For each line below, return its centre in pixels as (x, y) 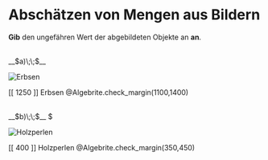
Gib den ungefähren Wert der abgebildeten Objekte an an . (105, 37)
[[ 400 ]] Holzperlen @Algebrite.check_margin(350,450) (102, 147)
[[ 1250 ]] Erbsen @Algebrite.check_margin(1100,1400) (99, 92)
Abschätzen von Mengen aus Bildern (134, 15)
